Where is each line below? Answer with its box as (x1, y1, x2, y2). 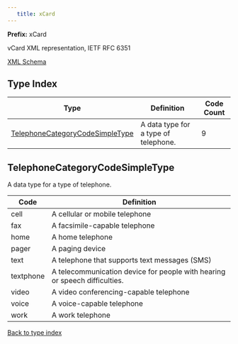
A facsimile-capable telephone (51, 221, 155, 231)
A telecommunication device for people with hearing (51, 267, 226, 277)
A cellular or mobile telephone (51, 209, 152, 219)
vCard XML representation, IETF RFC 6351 (7, 43, 131, 52)
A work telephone (51, 310, 111, 320)
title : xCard (16, 10, 55, 18)
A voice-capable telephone (51, 299, 144, 309)
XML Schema (7, 57, 47, 66)
